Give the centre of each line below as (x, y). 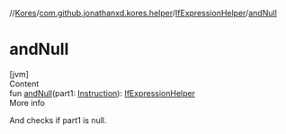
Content (24, 84)
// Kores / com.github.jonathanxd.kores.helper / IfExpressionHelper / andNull (143, 13)
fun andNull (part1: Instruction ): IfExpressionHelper (103, 93)
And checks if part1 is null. (58, 120)
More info (27, 103)
